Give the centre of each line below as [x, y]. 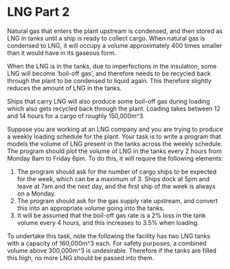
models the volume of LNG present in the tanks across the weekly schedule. [115, 143]
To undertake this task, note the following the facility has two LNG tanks [109, 236]
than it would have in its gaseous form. [62, 53]
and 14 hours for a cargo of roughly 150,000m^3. [76, 116]
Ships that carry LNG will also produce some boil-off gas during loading [109, 101]
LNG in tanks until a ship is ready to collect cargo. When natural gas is [106, 38]
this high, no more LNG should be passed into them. [81, 257]
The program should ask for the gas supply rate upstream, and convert [117, 200]
